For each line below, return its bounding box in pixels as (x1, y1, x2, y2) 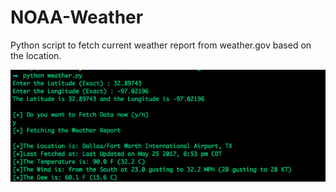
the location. (10, 49, 62, 61)
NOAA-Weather (10, 6, 144, 29)
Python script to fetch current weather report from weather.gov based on (10, 39, 312, 51)
